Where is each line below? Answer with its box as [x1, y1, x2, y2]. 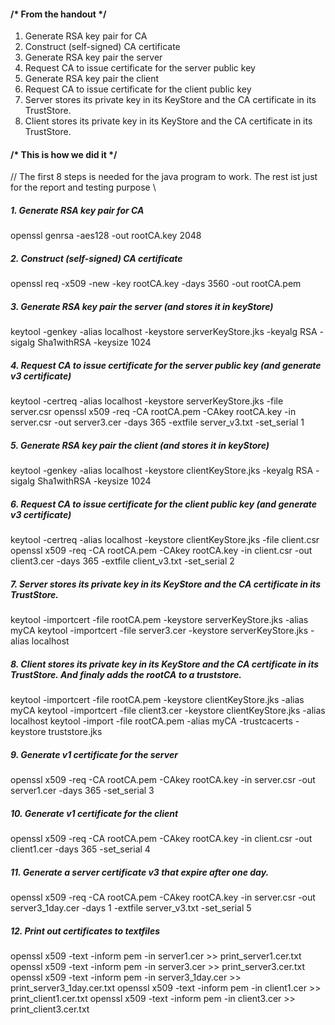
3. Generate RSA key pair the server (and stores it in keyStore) [10, 300, 274, 312]
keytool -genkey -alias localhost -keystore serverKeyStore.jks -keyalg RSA [10, 326, 318, 338]
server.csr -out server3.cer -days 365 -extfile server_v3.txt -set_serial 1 [10, 416, 305, 429]
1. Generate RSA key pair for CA [10, 205, 145, 216]
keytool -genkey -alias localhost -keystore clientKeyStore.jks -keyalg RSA [10, 465, 314, 477]
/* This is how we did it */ [10, 148, 118, 160]
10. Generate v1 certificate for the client [10, 807, 179, 819]
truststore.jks [48, 726, 103, 738]
